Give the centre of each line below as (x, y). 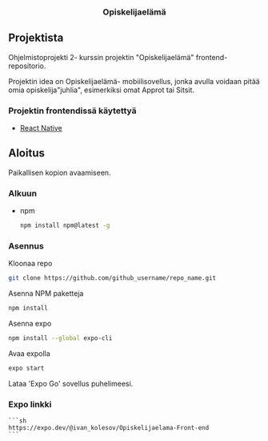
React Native (41, 128)
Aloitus (27, 154)
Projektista (36, 38)
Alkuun (23, 193)
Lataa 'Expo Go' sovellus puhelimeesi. (71, 383)
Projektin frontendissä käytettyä (73, 111)
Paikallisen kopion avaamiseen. (60, 172)
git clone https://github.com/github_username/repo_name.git (112, 278)
